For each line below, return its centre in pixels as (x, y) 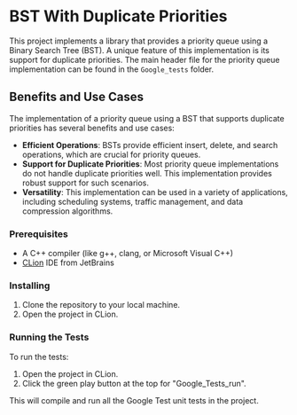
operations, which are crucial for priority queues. (111, 154)
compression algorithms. (67, 211)
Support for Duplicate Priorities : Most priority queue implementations (150, 164)
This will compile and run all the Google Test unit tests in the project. (134, 400)
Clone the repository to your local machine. (101, 305)
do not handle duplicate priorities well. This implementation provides (147, 173)
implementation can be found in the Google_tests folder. (112, 69)
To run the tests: (39, 356)
